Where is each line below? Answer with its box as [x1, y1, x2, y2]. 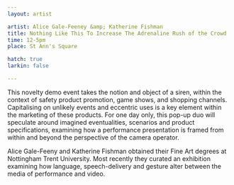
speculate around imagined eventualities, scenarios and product [7, 118, 195, 126]
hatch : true [7, 56, 43, 63]
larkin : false [7, 62, 50, 69]
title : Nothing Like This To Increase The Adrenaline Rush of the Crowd [7, 30, 227, 37]
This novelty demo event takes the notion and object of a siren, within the [7, 88, 222, 96]
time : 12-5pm [7, 36, 46, 43]
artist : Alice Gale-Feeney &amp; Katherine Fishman [7, 23, 163, 30]
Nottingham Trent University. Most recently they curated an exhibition [7, 154, 211, 163]
